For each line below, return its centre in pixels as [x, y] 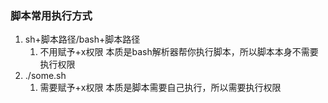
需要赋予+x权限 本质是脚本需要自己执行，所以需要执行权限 [160, 88]
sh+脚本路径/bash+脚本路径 [82, 39]
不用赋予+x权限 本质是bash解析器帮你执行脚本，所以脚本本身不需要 [179, 52]
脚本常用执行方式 [51, 15]
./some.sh [45, 76]
